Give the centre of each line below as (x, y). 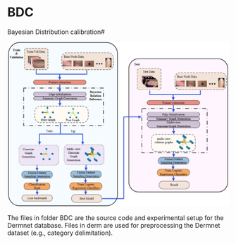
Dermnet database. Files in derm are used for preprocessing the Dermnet (114, 225)
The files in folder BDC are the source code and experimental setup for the (116, 218)
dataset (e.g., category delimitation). (60, 233)
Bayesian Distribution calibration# (56, 32)
